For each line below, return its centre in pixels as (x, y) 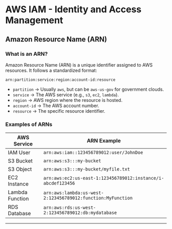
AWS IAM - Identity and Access (73, 9)
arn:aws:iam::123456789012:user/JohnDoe (93, 153)
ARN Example (104, 141)
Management (34, 20)
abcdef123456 (59, 183)
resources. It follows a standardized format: (51, 70)
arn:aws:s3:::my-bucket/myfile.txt (87, 169)
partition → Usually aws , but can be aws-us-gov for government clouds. (88, 89)
